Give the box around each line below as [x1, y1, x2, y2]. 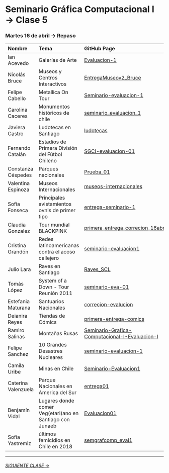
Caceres [8, 113, 28, 120]
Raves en [38, 263, 60, 270]
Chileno [38, 157, 57, 164]
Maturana [8, 304, 31, 311]
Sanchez [8, 351, 29, 358]
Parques [38, 165, 59, 172]
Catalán [8, 151, 26, 158]
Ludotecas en [38, 124, 71, 131]
